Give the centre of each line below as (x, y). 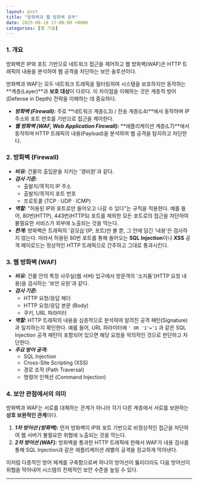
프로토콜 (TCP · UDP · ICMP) (57, 201)
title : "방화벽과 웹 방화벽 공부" (42, 17)
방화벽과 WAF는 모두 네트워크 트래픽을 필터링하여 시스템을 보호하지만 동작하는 (96, 84)
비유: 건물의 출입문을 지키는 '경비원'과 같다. (64, 171)
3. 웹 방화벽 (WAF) (32, 262)
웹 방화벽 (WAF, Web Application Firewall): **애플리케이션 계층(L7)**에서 (102, 126)
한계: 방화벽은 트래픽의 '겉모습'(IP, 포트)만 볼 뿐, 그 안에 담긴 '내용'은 (93, 230)
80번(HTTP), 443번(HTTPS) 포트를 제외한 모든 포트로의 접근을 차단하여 (106, 216)
